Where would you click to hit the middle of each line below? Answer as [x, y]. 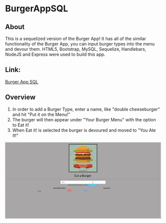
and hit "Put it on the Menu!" [41, 114]
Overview [21, 97]
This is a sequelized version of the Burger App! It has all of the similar [76, 38]
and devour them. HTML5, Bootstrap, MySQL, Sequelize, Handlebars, [76, 49]
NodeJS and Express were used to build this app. [55, 54]
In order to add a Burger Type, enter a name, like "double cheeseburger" [86, 109]
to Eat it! [21, 125]
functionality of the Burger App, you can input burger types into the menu [80, 44]
